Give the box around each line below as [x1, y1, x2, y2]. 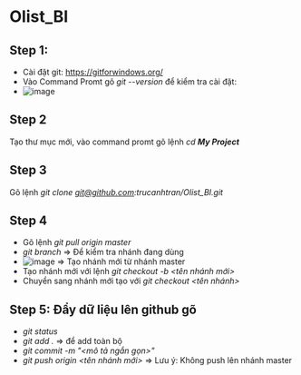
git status [22, 326, 59, 337]
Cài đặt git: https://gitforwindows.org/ [22, 66, 163, 77]
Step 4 [9, 213, 48, 229]
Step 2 [9, 112, 47, 128]
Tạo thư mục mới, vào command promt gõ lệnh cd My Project [9, 136, 240, 147]
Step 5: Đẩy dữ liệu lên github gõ [9, 301, 197, 317]
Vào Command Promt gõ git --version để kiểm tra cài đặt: [22, 76, 238, 87]
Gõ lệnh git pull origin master [22, 237, 131, 248]
